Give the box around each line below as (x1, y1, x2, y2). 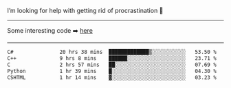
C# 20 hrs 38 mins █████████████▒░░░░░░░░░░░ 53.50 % (7, 48, 217, 55)
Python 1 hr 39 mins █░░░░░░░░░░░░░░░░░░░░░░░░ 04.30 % (7, 68, 217, 74)
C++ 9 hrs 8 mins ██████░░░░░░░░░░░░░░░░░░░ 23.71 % (7, 55, 217, 61)
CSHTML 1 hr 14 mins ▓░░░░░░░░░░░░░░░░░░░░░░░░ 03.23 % (7, 74, 217, 81)
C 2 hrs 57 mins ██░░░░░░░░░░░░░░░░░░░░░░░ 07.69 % (7, 61, 217, 68)
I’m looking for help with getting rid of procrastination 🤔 (7, 7, 164, 14)
